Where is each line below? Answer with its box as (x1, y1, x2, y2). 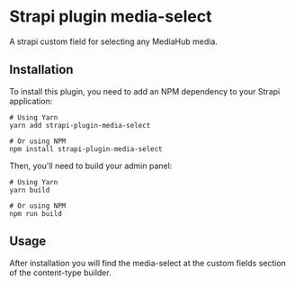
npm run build (9, 209, 63, 218)
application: (9, 95, 53, 106)
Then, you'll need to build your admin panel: (9, 160, 173, 171)
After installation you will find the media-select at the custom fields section (9, 257, 286, 268)
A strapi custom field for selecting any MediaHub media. (9, 36, 219, 47)
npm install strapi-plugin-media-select (9, 144, 164, 154)
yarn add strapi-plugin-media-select (9, 121, 151, 130)
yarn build (9, 185, 50, 194)
